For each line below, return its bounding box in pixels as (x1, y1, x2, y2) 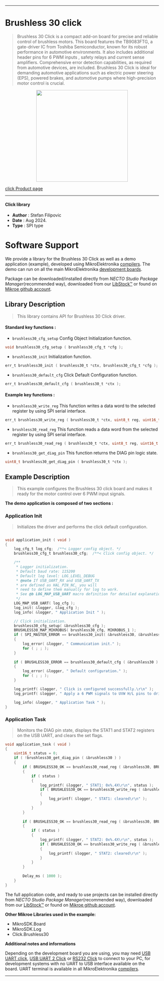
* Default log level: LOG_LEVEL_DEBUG (16, 573, 95, 578)
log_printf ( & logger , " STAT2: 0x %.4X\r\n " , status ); (40, 837, 154, 842)
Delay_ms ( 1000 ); (22, 873, 62, 879)
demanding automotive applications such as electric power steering (17, 69, 154, 76)
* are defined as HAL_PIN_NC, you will (16, 583, 97, 588)
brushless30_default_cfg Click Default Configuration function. (12, 372, 138, 378)
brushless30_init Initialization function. (12, 353, 92, 359)
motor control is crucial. (17, 80, 65, 86)
